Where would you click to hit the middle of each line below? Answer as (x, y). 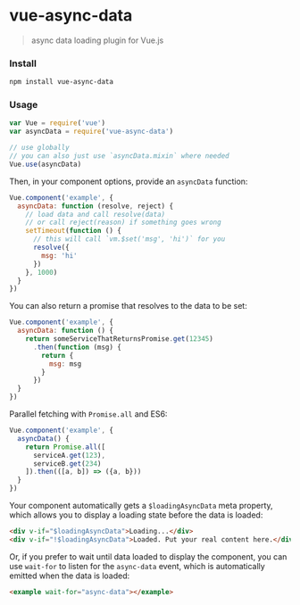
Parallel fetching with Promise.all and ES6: (88, 414)
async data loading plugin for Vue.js (97, 40)
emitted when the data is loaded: (70, 576)
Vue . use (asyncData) (46, 164)
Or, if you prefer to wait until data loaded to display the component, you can (148, 556)
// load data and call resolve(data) (96, 214)
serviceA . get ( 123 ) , (69, 455)
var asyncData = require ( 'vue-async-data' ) (92, 132)
